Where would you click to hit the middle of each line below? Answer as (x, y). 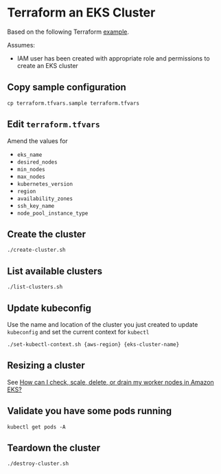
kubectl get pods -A (37, 427)
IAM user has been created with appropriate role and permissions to (114, 58)
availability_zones (45, 198)
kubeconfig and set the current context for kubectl (78, 332)
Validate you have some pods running (90, 411)
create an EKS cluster (48, 65)
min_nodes (31, 169)
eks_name (30, 155)
